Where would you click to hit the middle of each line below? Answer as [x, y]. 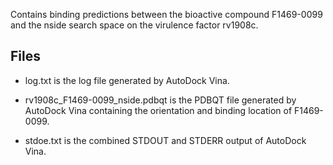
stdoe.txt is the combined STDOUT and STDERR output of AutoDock [165, 140]
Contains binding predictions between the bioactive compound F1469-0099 [166, 14]
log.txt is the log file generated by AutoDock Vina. [127, 80]
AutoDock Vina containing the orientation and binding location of [158, 110]
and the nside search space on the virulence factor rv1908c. [134, 25]
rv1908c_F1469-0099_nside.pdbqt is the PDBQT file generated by [160, 100]
